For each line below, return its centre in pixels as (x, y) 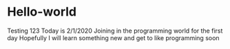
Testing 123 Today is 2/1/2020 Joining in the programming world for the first (115, 31)
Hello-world (42, 12)
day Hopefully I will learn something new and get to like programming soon (113, 37)
